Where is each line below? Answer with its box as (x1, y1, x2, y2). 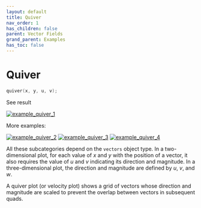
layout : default (6, 8, 47, 15)
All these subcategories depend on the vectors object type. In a (6, 145, 164, 152)
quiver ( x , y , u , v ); (6, 88, 58, 94)
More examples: (6, 122, 46, 129)
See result (6, 98, 32, 105)
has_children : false (6, 25, 58, 32)
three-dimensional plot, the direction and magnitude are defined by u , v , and (6, 164, 195, 171)
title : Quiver (6, 14, 42, 20)
